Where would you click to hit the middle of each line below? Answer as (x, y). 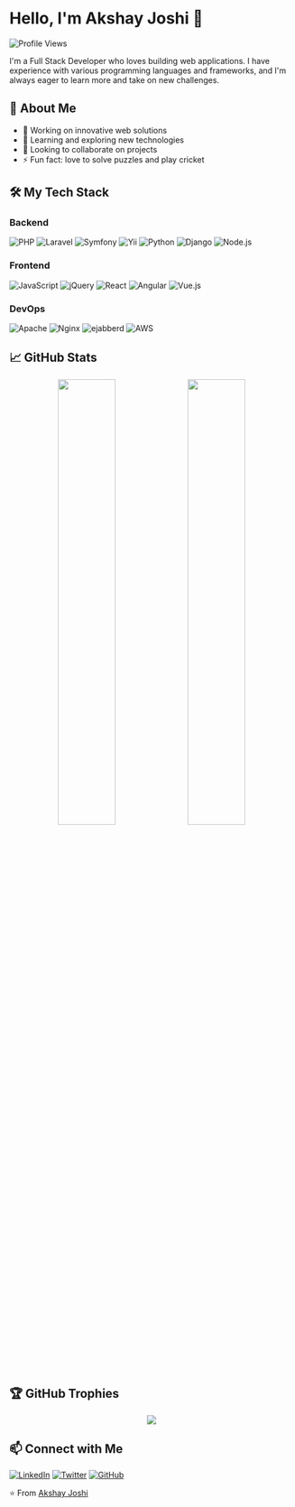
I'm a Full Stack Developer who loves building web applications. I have (140, 60)
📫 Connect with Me (66, 1449)
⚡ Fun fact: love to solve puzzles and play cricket (113, 159)
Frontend (30, 265)
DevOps (28, 309)
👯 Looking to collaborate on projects (90, 149)
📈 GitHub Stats (53, 358)
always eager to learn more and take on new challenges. (114, 79)
